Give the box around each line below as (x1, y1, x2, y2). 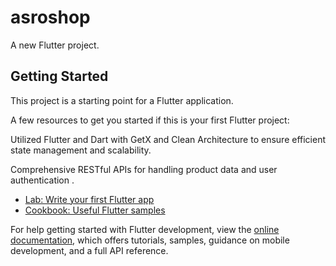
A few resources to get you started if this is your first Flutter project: (10, 114, 290, 126)
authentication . (10, 174, 75, 186)
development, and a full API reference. (10, 244, 169, 256)
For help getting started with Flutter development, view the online (10, 223, 280, 235)
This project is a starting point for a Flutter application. (10, 94, 234, 106)
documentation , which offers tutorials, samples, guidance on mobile (10, 234, 290, 246)
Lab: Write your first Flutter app (24, 193, 155, 205)
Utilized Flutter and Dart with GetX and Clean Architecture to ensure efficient (10, 133, 327, 145)
